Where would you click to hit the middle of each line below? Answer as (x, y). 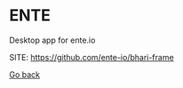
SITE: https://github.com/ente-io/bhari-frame (92, 57)
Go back (25, 74)
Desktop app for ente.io (52, 40)
